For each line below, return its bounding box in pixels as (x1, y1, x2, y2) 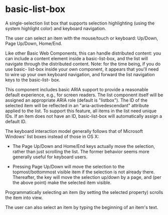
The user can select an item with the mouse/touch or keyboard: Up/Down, (5, 35, 158, 41)
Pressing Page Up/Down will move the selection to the (12, 163, 125, 169)
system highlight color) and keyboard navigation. (5, 25, 106, 31)
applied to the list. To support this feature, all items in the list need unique (5, 108, 157, 114)
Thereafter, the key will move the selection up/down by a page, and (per (12, 174, 161, 180)
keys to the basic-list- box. (5, 77, 61, 83)
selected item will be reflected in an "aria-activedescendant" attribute (5, 102, 149, 108)
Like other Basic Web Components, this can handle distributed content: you (5, 50, 161, 56)
